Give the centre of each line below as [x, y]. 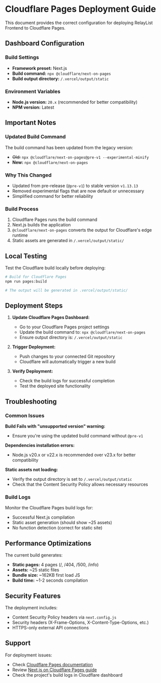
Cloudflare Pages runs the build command [55, 219]
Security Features [33, 596]
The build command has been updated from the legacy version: [69, 147]
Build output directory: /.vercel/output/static [60, 78]
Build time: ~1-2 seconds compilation [50, 580]
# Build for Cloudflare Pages [36, 277]
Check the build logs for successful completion [67, 381]
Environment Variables [33, 91]
